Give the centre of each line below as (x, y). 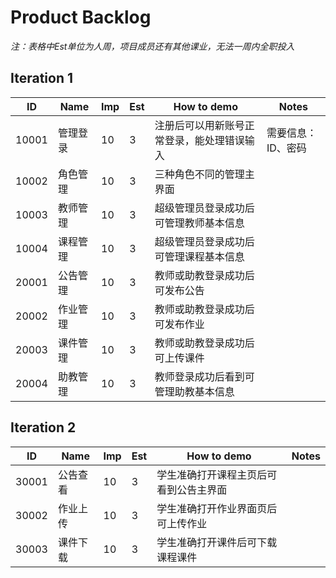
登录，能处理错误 (204, 140)
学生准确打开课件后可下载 (217, 542)
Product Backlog (81, 17)
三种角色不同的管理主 (204, 174)
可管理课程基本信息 (199, 256)
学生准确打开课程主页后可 (217, 474)
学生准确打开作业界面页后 (217, 508)
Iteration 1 (42, 78)
